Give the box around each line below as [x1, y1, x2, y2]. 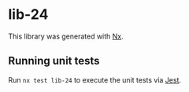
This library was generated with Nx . [8, 31, 124, 41]
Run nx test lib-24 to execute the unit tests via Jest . [8, 75, 182, 84]
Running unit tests [8, 54, 100, 68]
